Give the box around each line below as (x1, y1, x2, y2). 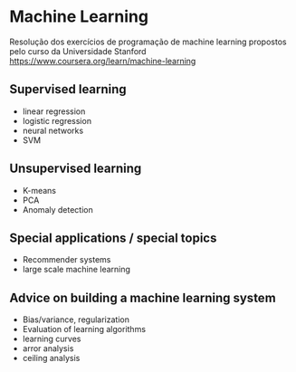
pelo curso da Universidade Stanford (9, 45, 147, 56)
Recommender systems (22, 254, 111, 265)
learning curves (22, 333, 81, 345)
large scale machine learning (22, 264, 131, 275)
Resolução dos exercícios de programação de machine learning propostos (9, 36, 287, 47)
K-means (22, 185, 57, 196)
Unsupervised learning (9, 161, 142, 176)
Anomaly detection (22, 204, 93, 215)
